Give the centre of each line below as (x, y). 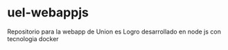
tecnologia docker (33, 38)
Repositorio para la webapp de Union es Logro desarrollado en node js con (114, 32)
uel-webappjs (48, 13)
